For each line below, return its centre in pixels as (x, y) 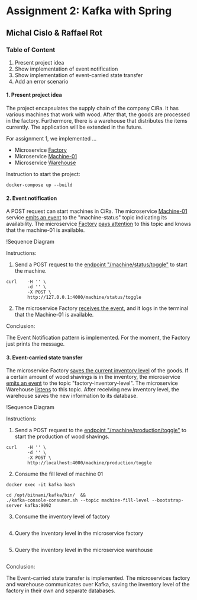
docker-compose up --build (39, 185)
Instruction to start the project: (43, 174)
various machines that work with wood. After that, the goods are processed (98, 114)
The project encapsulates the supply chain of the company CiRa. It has (93, 108)
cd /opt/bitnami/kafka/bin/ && (46, 495)
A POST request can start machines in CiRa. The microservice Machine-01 (97, 211)
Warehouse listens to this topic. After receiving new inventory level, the (93, 390)
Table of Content (31, 50)
